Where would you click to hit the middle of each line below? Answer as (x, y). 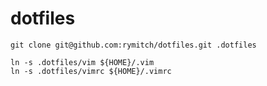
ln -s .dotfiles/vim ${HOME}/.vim (82, 62)
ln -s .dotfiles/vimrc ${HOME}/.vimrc (91, 71)
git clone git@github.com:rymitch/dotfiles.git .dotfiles (133, 45)
